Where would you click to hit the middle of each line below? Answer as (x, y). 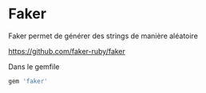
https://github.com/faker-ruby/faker (67, 51)
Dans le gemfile (34, 66)
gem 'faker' (28, 81)
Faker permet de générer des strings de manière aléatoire (103, 36)
